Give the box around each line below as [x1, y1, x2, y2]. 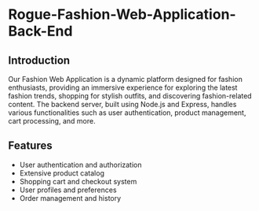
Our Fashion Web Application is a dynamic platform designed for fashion [8, 75, 243, 83]
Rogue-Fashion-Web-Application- [8, 6, 237, 24]
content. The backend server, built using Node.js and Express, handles [8, 100, 237, 109]
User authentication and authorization [19, 160, 143, 169]
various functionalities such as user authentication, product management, [8, 108, 246, 117]
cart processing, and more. [8, 117, 96, 125]
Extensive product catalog [19, 168, 104, 178]
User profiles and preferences [19, 185, 117, 194]
